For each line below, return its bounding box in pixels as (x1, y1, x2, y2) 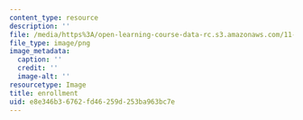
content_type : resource (9, 13, 99, 23)
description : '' (9, 22, 70, 31)
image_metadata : (9, 47, 70, 56)
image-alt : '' (17, 72, 70, 81)
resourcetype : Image (9, 80, 87, 89)
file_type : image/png (9, 38, 91, 48)
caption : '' (17, 55, 63, 64)
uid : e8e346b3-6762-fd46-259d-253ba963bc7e (9, 97, 176, 106)
